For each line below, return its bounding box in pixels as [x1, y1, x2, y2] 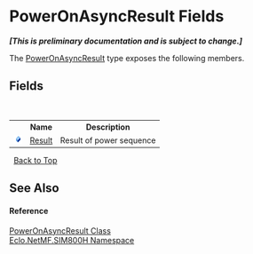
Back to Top [12, 155, 58, 165]
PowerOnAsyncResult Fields [9, 6, 225, 27]
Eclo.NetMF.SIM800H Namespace [9, 234, 135, 245]
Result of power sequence [59, 135, 156, 146]
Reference [9, 205, 49, 216]
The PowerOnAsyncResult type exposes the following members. [9, 52, 245, 63]
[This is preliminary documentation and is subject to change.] [9, 36, 242, 46]
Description [85, 122, 130, 132]
